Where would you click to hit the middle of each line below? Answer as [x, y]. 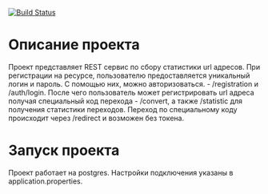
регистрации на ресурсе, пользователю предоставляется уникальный [129, 75]
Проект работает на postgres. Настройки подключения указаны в [121, 172]
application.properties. [46, 181]
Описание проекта [74, 45]
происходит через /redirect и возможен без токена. [96, 118]
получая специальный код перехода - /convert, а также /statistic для [125, 101]
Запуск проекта [64, 150]
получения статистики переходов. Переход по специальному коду [123, 109]
